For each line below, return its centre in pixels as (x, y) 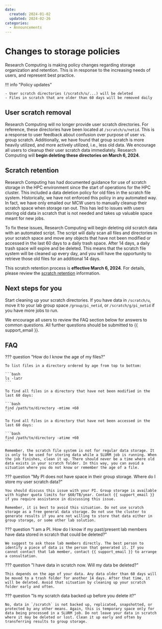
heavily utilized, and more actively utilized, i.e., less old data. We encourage (80, 145)
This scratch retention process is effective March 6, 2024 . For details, (75, 268)
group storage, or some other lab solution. (51, 520)
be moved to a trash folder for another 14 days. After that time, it (78, 578)
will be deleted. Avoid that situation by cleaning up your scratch (75, 582)
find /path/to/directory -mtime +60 (42, 408)
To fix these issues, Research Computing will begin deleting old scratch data (81, 227)
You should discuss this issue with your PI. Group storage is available (81, 491)
